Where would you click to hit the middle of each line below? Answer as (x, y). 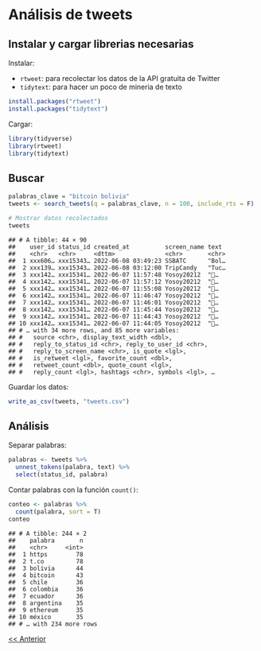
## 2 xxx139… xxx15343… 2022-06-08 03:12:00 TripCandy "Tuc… (117, 268)
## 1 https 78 (46, 554)
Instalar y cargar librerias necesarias (101, 44)
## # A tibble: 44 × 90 (48, 240)
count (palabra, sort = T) (58, 511)
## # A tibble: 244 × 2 (48, 533)
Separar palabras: (38, 445)
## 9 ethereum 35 (46, 610)
